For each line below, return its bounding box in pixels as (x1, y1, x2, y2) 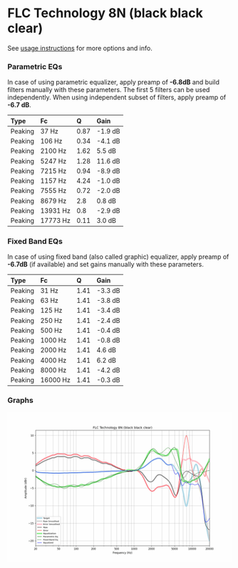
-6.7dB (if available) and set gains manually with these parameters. (7, 260, 205, 269)
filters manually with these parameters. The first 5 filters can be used (7, 86, 210, 94)
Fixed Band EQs (7, 236, 63, 246)
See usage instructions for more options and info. (7, 44, 153, 52)
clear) (7, 20, 43, 36)
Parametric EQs (7, 61, 63, 71)
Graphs (7, 395, 33, 405)
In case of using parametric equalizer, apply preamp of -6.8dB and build (7, 78, 219, 86)
